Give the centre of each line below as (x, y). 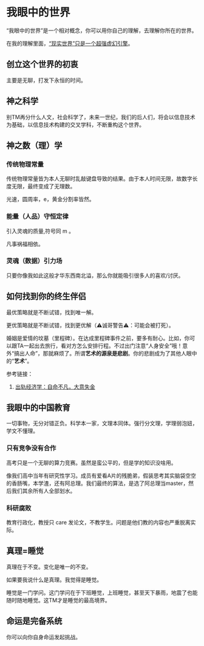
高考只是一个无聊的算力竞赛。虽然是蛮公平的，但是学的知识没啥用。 (91, 462)
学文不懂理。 (22, 431)
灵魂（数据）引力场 (34, 261)
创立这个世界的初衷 (42, 64)
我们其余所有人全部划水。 (43, 490)
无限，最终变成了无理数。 (43, 187)
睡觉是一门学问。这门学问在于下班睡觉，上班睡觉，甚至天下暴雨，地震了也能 (102, 593)
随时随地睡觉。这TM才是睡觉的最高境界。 (58, 600)
